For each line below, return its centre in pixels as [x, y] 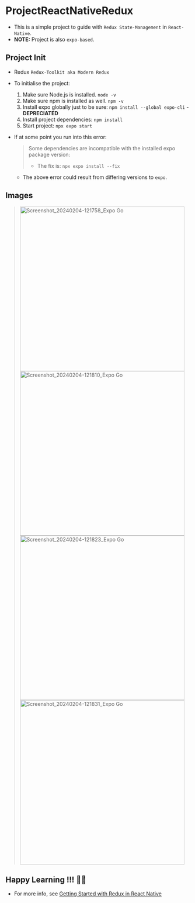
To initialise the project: [42, 83]
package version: [49, 154]
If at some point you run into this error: [60, 137]
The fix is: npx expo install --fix [79, 166]
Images [19, 196]
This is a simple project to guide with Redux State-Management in [90, 27]
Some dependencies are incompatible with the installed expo [102, 148]
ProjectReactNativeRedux [69, 11]
